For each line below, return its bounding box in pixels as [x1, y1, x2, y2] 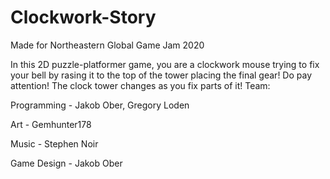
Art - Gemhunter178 [10, 118, 92, 130]
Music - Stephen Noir [10, 137, 99, 150]
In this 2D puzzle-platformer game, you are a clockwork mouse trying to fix [10, 58, 320, 70]
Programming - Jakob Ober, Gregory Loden [10, 99, 190, 111]
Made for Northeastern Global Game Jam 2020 [10, 39, 205, 51]
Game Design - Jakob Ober [10, 157, 123, 169]
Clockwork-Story [10, 6, 157, 29]
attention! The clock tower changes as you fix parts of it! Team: [10, 79, 271, 91]
